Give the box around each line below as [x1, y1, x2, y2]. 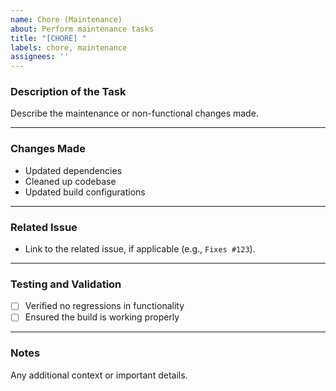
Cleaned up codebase [24, 175, 117, 187]
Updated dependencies [24, 164, 123, 176]
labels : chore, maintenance [10, 42, 128, 53]
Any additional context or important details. [10, 369, 188, 381]
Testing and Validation [10, 277, 122, 291]
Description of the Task [10, 85, 127, 99]
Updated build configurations [24, 186, 146, 198]
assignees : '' [10, 52, 70, 62]
